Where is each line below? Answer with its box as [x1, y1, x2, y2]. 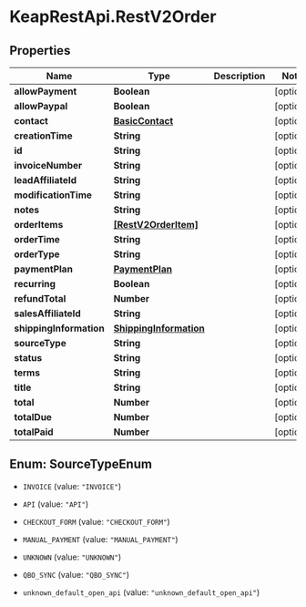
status [14, 352, 43, 364]
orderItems [14, 219, 64, 231]
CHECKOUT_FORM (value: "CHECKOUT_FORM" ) [22, 516, 170, 527]
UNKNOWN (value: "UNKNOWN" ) [22, 551, 121, 562]
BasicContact [113, 115, 174, 127]
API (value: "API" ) [22, 499, 89, 509]
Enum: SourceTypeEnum [9, 457, 153, 472]
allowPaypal [14, 100, 68, 112]
